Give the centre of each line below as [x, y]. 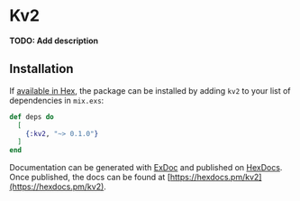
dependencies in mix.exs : [57, 100]
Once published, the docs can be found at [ [90, 178]
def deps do [32, 117]
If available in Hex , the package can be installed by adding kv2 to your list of [150, 90]
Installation [41, 69]
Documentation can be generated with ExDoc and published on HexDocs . [146, 168]
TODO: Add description [54, 41]
